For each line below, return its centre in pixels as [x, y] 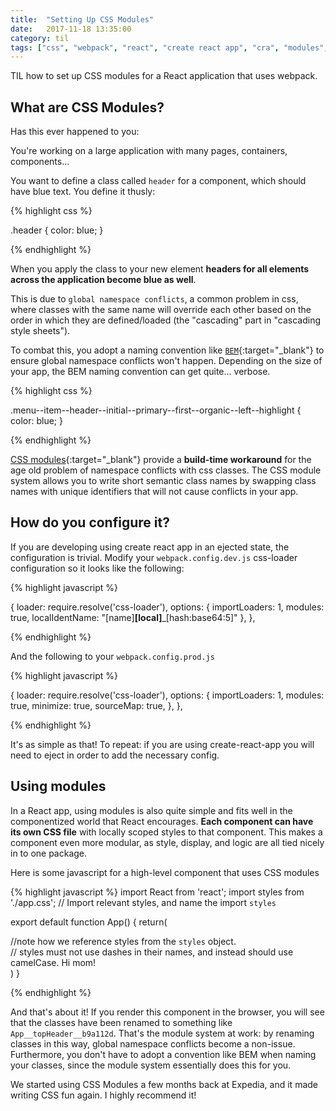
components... [40, 162]
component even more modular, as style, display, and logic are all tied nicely [167, 842]
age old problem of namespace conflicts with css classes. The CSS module [166, 470]
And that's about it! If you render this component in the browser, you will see [167, 1012]
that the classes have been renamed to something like [121, 1022]
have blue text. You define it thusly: [83, 192]
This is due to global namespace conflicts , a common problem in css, [154, 299]
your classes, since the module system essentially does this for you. [151, 1065]
